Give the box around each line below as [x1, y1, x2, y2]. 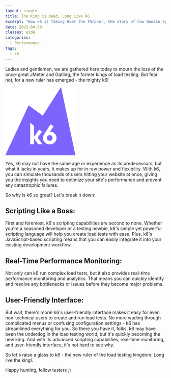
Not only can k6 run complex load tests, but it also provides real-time [5, 270, 150, 276]
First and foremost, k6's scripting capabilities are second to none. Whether [5, 220, 162, 226]
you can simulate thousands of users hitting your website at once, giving [5, 171, 158, 177]
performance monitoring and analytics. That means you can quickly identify [5, 275, 164, 282]
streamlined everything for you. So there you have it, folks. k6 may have [5, 325, 156, 332]
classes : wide [5, 30, 36, 35]
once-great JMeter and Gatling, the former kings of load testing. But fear [5, 71, 158, 78]
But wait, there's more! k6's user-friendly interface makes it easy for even [5, 309, 160, 316]
